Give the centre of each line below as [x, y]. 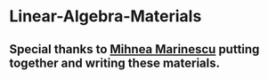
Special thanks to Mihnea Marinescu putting [134, 49]
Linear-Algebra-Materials [106, 16]
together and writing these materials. [115, 63]
